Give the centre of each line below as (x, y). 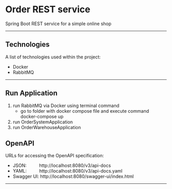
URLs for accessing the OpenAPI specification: (55, 156)
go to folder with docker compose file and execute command (85, 111)
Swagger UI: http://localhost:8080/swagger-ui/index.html (73, 176)
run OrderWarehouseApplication (47, 127)
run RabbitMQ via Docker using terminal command (66, 106)
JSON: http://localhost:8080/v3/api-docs (62, 165)
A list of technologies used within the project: (53, 57)
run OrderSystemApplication (43, 122)
